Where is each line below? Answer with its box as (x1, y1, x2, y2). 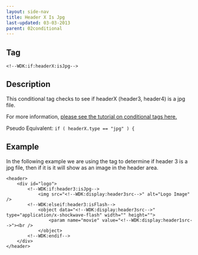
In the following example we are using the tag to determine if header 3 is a (6, 157, 188, 164)
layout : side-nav (6, 8, 49, 15)
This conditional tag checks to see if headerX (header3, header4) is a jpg (6, 95, 186, 102)
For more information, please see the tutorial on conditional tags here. (6, 113, 177, 120)
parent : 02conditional (6, 25, 62, 32)
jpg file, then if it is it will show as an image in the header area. (6, 164, 159, 171)
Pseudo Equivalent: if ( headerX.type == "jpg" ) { (6, 125, 135, 132)
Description (6, 79, 51, 89)
